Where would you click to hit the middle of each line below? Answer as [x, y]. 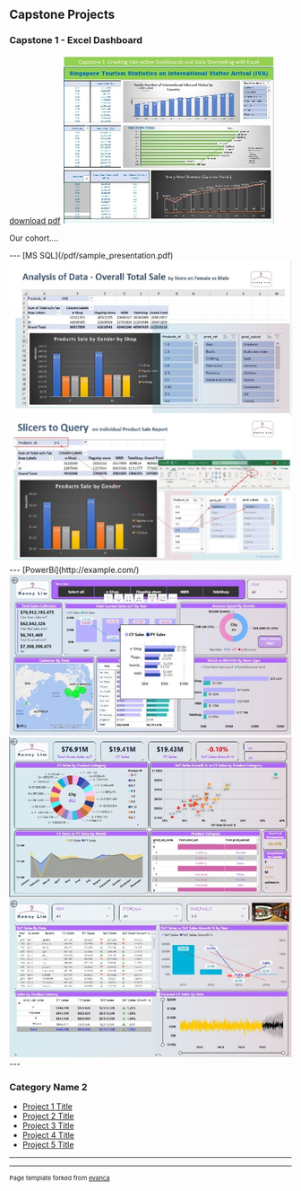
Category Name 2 [48, 1088]
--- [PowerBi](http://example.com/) [74, 570]
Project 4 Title [48, 1135]
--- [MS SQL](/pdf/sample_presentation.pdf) [91, 255]
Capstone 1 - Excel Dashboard [76, 40]
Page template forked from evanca [60, 1178]
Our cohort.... [34, 238]
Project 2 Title [48, 1116]
